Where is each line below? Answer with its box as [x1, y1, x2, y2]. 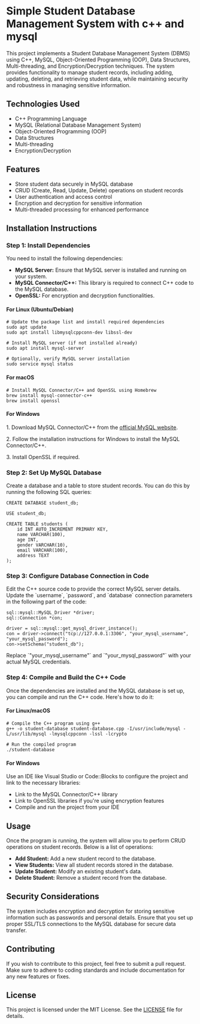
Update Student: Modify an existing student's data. [14, 867, 143, 875]
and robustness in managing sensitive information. [6, 81, 131, 88]
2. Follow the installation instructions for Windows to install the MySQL [6, 435, 180, 442]
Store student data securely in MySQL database [14, 180, 134, 187]
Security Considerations [6, 891, 100, 902]
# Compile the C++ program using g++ [6, 720, 101, 727]
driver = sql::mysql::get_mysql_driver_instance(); [6, 626, 138, 632]
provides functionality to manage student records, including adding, [6, 69, 174, 76]
